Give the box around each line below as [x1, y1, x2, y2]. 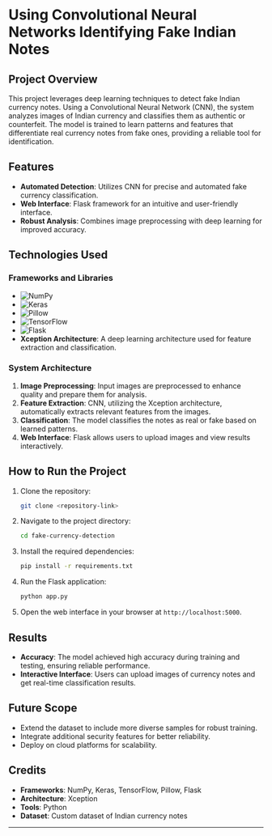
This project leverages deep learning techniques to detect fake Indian [8, 94, 240, 103]
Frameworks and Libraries [8, 273, 113, 284]
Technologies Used [8, 248, 108, 262]
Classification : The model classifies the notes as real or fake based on [19, 415, 257, 425]
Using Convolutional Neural [8, 6, 198, 24]
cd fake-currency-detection [19, 532, 115, 540]
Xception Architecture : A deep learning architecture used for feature [19, 333, 252, 343]
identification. [8, 137, 54, 146]
